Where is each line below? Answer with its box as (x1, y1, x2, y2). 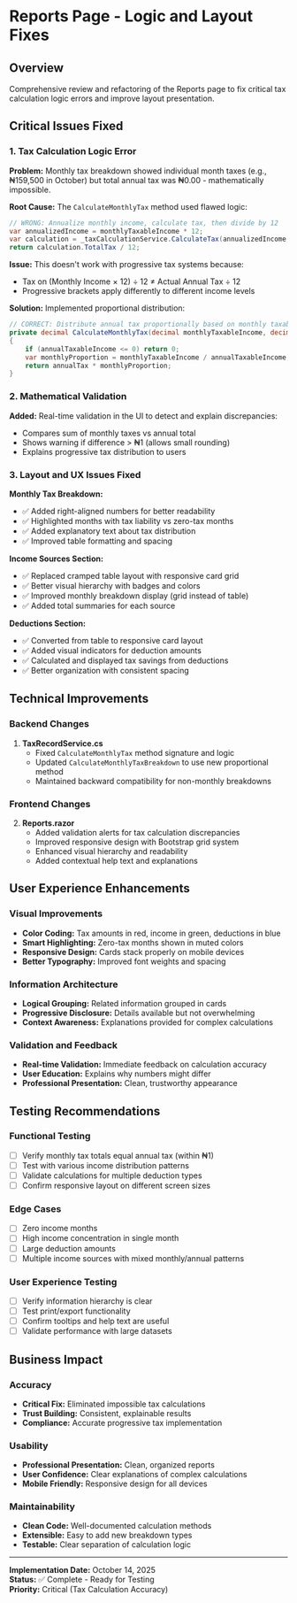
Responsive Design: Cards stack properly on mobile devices (21, 946, 245, 957)
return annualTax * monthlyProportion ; (25, 361, 172, 370)
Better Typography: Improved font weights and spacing (21, 956, 227, 967)
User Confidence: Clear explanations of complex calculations (21, 1469, 247, 1480)
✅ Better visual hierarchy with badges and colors (21, 580, 201, 590)
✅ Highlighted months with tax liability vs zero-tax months (21, 515, 234, 526)
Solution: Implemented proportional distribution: (9, 303, 186, 313)
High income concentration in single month (21, 1233, 179, 1244)
